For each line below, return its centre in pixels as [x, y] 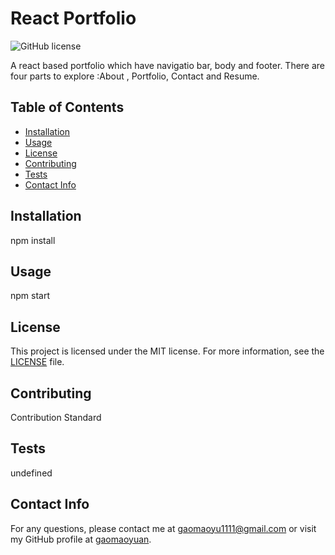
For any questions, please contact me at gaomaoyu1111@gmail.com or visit [163, 528]
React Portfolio [73, 18]
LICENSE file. [37, 362]
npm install [33, 240]
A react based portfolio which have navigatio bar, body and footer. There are [168, 65]
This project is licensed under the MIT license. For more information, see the [167, 351]
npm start [30, 296]
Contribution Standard [56, 417]
